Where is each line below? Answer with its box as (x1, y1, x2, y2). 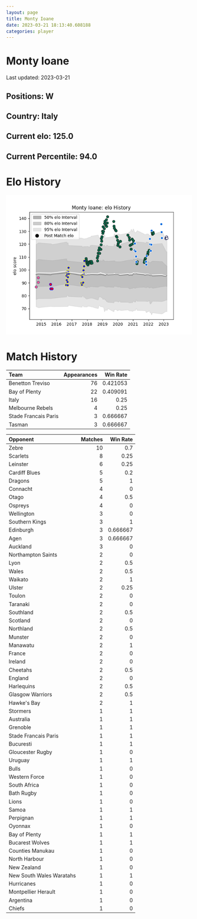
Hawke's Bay (8, 699, 41, 706)
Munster (8, 633, 29, 640)
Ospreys (8, 501, 29, 509)
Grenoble (8, 724, 31, 731)
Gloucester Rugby (8, 749, 52, 756)
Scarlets (8, 452, 29, 459)
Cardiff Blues (8, 469, 41, 476)
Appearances (63, 371, 98, 378)
